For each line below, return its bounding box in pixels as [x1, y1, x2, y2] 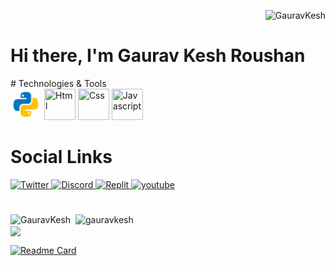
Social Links [10, 146, 113, 169]
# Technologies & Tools [10, 77, 107, 89]
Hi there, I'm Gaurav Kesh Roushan [10, 45, 306, 67]
